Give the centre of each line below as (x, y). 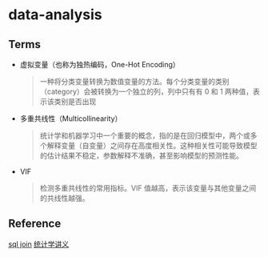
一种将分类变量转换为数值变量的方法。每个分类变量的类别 (134, 81)
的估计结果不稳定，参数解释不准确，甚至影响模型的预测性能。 (142, 155)
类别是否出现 (75, 101)
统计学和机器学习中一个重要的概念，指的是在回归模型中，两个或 (145, 135)
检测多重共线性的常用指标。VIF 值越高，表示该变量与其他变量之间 (148, 188)
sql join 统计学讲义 (39, 244)
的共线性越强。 (64, 198)
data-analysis (55, 15)
